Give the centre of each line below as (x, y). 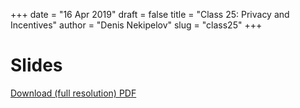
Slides (36, 65)
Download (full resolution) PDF (73, 93)
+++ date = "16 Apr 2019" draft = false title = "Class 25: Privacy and (150, 14)
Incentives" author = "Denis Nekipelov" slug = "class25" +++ (136, 25)
